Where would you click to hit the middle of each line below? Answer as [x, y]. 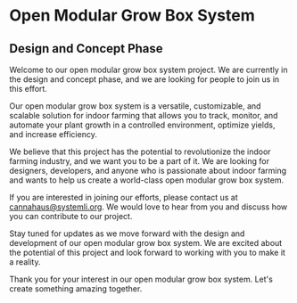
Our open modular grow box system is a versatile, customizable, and [135, 106]
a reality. [25, 262]
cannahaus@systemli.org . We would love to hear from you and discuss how [148, 207]
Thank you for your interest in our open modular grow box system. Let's [141, 279]
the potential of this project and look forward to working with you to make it [147, 252]
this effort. [28, 89]
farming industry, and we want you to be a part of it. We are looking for [140, 161]
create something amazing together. [76, 289]
